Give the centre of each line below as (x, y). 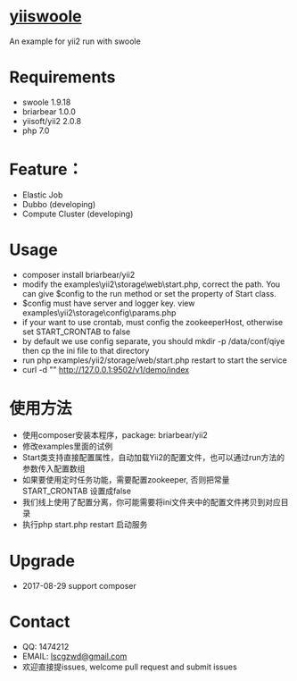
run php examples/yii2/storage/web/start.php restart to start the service (155, 360)
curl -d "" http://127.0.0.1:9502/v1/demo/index (106, 369)
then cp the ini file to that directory (86, 350)
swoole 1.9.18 (46, 102)
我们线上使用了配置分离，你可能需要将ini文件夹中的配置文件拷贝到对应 (151, 501)
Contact (40, 622)
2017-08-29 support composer (79, 585)
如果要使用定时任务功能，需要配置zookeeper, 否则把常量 (126, 479)
